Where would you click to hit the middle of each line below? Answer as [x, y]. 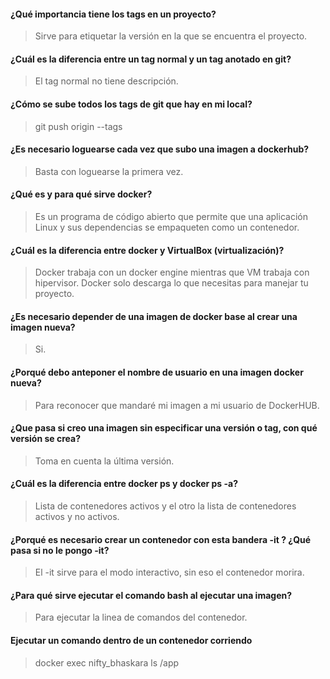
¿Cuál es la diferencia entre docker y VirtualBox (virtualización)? [147, 250]
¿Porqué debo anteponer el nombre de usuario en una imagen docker [157, 372]
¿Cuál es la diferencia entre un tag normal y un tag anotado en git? [151, 59]
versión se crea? [45, 439]
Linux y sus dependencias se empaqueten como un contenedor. [167, 227]
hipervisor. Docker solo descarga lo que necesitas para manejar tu [171, 283]
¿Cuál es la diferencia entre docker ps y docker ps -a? [124, 484]
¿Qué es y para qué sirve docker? [81, 194]
